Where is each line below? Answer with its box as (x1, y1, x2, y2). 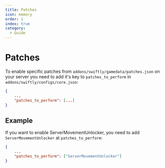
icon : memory (5, 12, 32, 17)
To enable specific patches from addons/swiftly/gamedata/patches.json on (5, 68, 160, 74)
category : (5, 26, 26, 31)
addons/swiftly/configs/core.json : (5, 79, 78, 85)
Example (5, 116, 33, 125)
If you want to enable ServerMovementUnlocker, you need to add (5, 130, 140, 136)
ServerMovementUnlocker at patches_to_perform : (5, 135, 102, 141)
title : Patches (5, 7, 37, 12)
